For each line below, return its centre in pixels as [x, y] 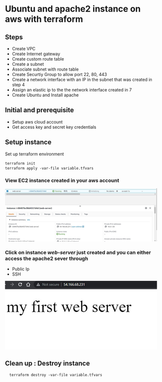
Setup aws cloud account [37, 122]
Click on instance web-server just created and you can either [78, 253]
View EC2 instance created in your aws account [62, 180]
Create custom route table [38, 59]
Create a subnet [28, 64]
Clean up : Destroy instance [47, 363]
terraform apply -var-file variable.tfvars [49, 168]
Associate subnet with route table [45, 69]
